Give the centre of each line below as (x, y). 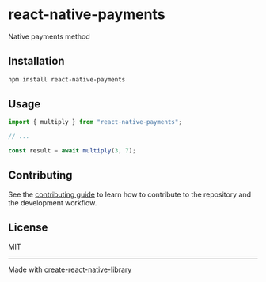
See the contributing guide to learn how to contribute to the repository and (130, 194)
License (28, 228)
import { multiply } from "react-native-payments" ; (95, 122)
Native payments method (49, 36)
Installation (36, 61)
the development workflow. (53, 202)
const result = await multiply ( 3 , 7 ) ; (72, 151)
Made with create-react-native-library (70, 269)
